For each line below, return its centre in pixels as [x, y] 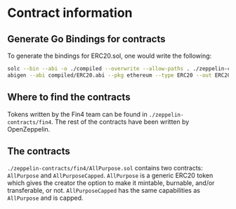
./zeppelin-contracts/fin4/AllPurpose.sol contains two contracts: [105, 168]
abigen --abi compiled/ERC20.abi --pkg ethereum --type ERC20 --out [110, 75]
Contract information [70, 13]
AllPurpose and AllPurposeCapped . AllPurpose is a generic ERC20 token [110, 176]
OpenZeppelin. [29, 129]
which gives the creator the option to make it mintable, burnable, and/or [111, 183]
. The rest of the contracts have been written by [120, 122]
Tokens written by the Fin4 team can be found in [77, 114]
